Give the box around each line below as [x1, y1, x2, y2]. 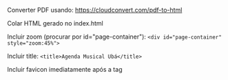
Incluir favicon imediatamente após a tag [7, 66, 123, 73]
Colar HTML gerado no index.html [7, 19, 103, 27]
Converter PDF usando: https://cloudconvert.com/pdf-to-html [7, 6, 183, 14]
